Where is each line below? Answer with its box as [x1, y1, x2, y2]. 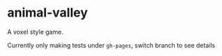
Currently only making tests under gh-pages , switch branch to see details [7, 41, 216, 49]
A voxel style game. [7, 28, 64, 36]
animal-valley [7, 5, 88, 21]
